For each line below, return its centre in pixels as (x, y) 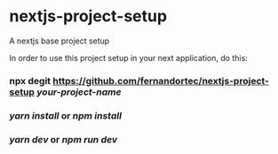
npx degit (30, 81)
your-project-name (79, 92)
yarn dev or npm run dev (64, 139)
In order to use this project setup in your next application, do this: (129, 58)
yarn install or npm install (66, 115)
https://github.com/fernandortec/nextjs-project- (161, 81)
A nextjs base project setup (60, 41)
